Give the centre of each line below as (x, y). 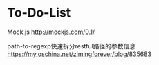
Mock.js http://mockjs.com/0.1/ (51, 32)
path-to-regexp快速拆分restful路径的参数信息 (72, 46)
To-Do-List (39, 13)
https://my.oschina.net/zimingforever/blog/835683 (79, 54)
